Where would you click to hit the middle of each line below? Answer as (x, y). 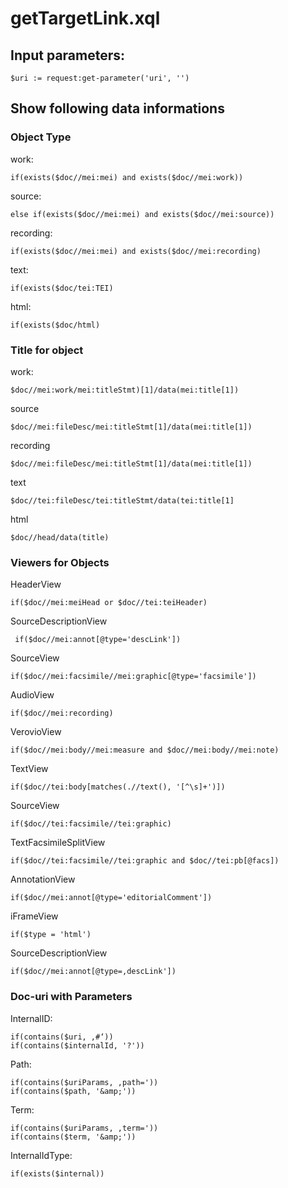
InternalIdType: (41, 1155)
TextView (29, 769)
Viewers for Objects (60, 562)
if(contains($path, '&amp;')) (73, 1091)
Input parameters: (68, 55)
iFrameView (34, 916)
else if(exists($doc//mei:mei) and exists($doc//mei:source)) (142, 214)
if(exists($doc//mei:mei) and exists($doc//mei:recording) (136, 251)
